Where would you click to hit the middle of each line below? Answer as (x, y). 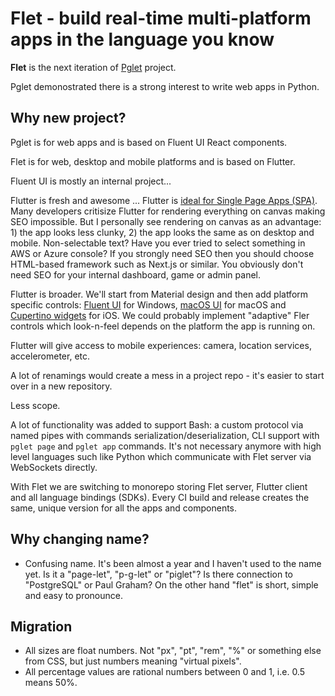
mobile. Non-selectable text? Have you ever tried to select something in (158, 243)
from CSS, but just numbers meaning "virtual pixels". (133, 661)
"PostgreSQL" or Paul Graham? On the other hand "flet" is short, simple (171, 584)
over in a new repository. (61, 386)
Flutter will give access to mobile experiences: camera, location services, (161, 345)
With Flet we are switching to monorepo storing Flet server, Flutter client (159, 486)
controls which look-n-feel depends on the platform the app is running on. (163, 326)
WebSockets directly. (54, 467)
